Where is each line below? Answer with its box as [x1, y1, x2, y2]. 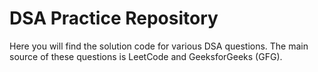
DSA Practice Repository [9, 7, 219, 30]
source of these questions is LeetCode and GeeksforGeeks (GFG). [9, 50, 283, 62]
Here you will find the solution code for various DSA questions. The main [9, 40, 309, 52]
